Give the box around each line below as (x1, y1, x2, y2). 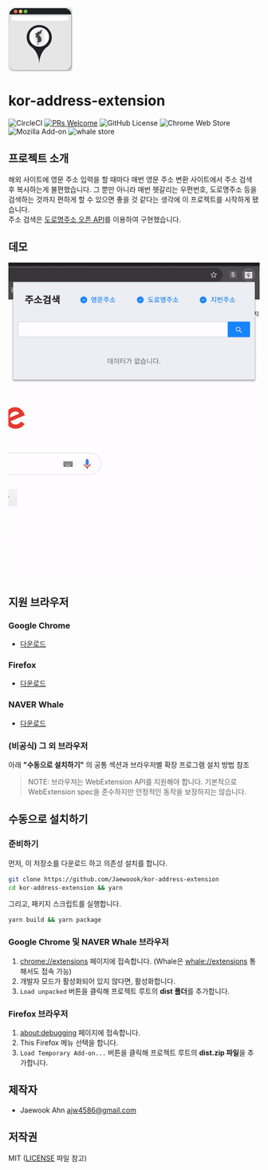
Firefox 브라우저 (8, 1008, 69, 1019)
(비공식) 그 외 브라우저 (8, 740, 89, 751)
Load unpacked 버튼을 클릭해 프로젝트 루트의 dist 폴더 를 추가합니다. (19, 986, 230, 996)
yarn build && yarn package (8, 916, 102, 924)
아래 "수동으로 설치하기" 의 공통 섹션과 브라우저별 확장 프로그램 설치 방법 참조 (8, 760, 250, 769)
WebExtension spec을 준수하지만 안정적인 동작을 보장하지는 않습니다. (27, 787, 247, 797)
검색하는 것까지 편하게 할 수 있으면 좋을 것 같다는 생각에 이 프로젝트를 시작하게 (8, 194, 251, 204)
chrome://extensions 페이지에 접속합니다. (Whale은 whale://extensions (19, 956, 248, 966)
